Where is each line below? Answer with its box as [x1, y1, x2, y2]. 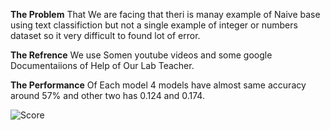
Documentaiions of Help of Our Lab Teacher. [10, 60, 195, 71]
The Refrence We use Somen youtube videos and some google [10, 49, 273, 61]
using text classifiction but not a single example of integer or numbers [10, 19, 298, 31]
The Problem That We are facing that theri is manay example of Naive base [10, 9, 321, 20]
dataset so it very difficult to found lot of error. [10, 30, 201, 41]
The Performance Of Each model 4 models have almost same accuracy [10, 79, 307, 91]
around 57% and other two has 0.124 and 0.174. [10, 90, 205, 101]
